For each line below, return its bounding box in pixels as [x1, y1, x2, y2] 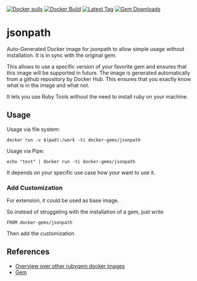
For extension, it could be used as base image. [6, 197, 120, 204]
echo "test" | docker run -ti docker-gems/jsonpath [6, 158, 135, 164]
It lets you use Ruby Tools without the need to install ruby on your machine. [6, 93, 188, 100]
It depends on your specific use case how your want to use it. [6, 169, 156, 176]
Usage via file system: [6, 126, 60, 133]
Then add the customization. [6, 230, 76, 237]
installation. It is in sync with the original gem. [6, 52, 117, 59]
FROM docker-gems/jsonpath [6, 220, 73, 226]
